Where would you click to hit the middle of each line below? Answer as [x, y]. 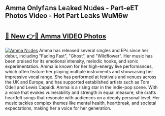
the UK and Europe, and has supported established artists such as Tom [77, 82]
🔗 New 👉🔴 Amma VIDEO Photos [56, 36]
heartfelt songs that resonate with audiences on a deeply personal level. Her [82, 98]
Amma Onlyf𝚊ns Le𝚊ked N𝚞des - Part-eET [72, 8]
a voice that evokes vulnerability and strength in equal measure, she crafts [81, 92]
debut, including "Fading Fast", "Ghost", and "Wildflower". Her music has [79, 56]
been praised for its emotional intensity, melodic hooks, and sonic [72, 61]
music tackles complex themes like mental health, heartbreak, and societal [81, 103]
